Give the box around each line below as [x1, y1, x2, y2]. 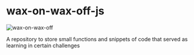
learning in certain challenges [6, 42, 80, 49]
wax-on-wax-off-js [6, 4, 105, 18]
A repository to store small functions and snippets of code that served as [6, 35, 188, 42]
